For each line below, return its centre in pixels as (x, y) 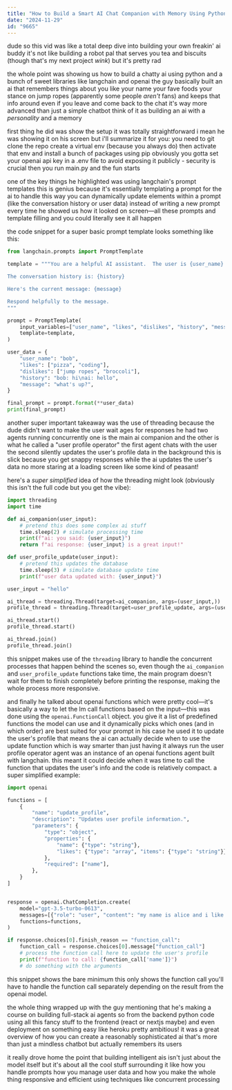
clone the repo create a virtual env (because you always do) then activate (112, 146)
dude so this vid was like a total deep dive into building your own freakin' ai (114, 46)
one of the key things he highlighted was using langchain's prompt (102, 182)
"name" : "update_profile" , (71, 813)
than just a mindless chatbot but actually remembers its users (95, 1044)
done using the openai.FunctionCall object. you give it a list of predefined (113, 716)
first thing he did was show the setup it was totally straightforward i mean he (116, 131)
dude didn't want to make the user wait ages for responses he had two (108, 430)
